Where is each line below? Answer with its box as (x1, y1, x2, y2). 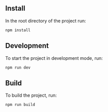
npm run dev (5, 65, 31, 70)
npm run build (5, 102, 36, 107)
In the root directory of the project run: (5, 17, 86, 24)
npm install (5, 28, 31, 33)
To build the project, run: (5, 92, 57, 99)
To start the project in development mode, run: (5, 55, 103, 61)
